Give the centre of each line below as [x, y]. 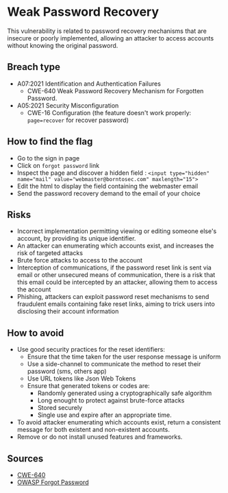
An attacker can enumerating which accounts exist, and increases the [115, 246]
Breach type [34, 67]
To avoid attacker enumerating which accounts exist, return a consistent [119, 422]
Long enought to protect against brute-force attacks [111, 400]
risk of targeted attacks [50, 253]
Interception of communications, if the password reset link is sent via [114, 267]
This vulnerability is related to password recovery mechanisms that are [107, 31]
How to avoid [36, 333]
